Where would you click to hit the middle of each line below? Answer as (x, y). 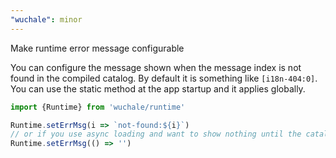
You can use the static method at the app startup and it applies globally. (158, 88)
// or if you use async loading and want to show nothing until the (156, 134)
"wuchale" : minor (46, 19)
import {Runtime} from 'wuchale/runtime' (98, 107)
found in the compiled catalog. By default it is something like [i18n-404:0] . (164, 78)
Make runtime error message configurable (97, 48)
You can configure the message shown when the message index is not (156, 67)
